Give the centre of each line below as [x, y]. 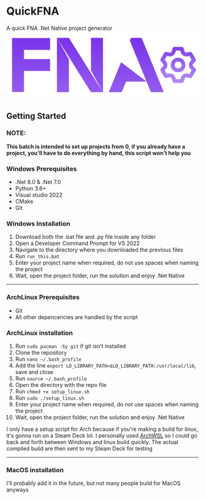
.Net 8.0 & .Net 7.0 [38, 182]
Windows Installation [38, 224]
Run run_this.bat [37, 257]
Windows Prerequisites [42, 169]
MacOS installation [35, 470]
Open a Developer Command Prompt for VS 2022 [77, 243]
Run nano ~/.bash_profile [48, 359]
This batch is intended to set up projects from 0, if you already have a [96, 146]
